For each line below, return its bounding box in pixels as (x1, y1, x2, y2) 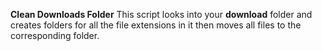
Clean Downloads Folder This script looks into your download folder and (10, 9, 313, 20)
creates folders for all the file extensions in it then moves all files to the (10, 19, 302, 31)
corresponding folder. (10, 30, 100, 41)
